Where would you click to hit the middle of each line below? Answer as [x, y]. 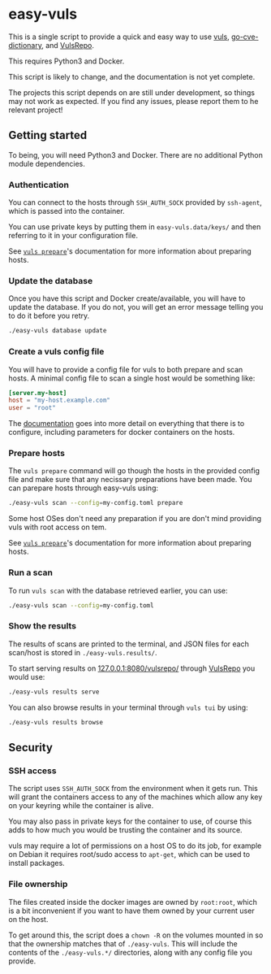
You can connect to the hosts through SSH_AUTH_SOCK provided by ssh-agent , [135, 202]
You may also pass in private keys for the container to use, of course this [130, 821]
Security [30, 748]
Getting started [48, 135]
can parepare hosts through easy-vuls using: [84, 488]
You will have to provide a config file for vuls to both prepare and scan [126, 369]
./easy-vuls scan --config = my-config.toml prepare [96, 503]
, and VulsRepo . [68, 45]
